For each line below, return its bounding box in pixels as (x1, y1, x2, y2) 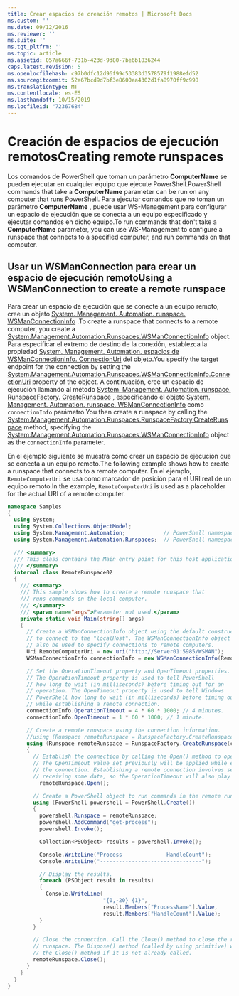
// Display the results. (38, 870, 113, 878)
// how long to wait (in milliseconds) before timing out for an (26, 680, 224, 688)
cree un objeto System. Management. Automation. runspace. (7, 309, 186, 318)
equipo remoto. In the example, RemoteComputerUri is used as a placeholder (7, 481, 226, 491)
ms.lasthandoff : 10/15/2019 (7, 97, 91, 104)
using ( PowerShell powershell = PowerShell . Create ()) (33, 799, 196, 806)
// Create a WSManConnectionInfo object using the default (26, 628, 205, 636)
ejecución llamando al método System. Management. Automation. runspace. (7, 385, 231, 393)
